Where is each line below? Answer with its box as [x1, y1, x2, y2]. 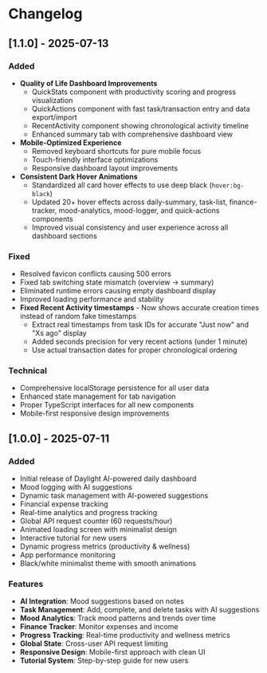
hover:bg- [211, 181, 245, 190]
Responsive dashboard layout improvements [31, 163, 178, 172]
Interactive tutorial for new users [19, 533, 128, 543]
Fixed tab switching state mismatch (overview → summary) [19, 277, 214, 287]
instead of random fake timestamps [19, 312, 137, 321]
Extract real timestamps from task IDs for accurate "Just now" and [31, 320, 249, 329]
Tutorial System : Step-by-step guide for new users [19, 655, 189, 666]
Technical [8, 365, 48, 376]
